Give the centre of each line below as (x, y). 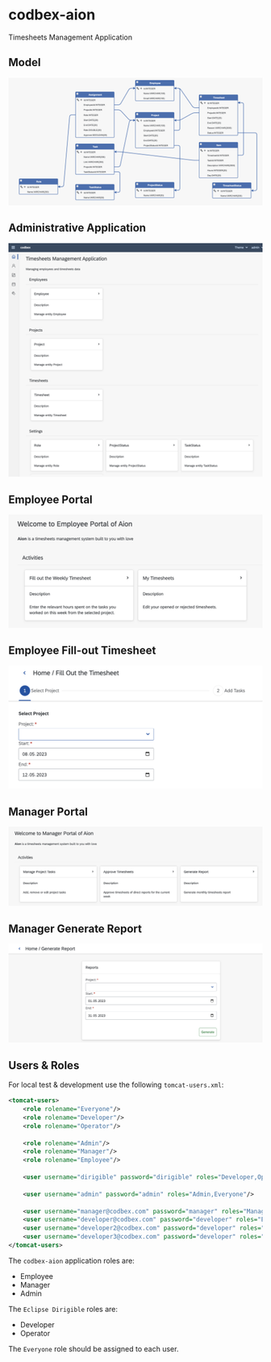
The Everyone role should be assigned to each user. (94, 1348)
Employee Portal (50, 499)
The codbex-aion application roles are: (71, 1260)
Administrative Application (77, 228)
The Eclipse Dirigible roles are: (63, 1309)
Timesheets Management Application (71, 37)
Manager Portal (48, 811)
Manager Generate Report (75, 928)
